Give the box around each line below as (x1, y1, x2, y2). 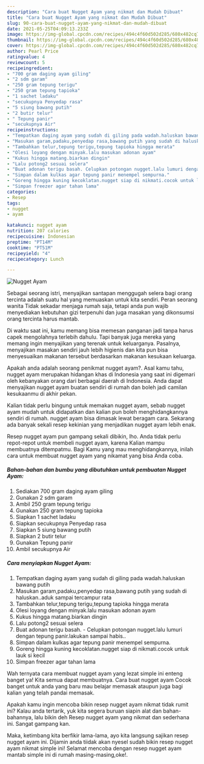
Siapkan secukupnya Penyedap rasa (15, 520, 107, 527)
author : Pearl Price (7, 48, 59, 54)
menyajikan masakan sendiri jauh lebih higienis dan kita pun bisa (7, 346, 168, 354)
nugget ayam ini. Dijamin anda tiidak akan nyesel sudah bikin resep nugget (7, 739, 193, 746)
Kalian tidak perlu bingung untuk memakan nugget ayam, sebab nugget (7, 402, 185, 409)
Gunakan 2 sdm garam (15, 494, 73, 501)
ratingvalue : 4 (7, 54, 45, 60)
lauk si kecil (15, 651, 45, 659)
